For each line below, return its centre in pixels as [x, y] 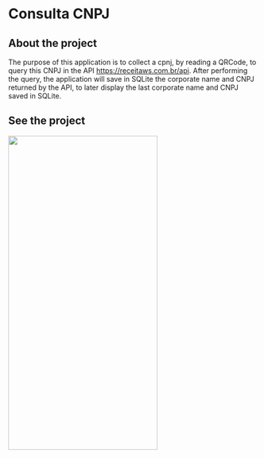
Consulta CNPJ [59, 14]
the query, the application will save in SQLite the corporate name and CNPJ [131, 79]
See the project [47, 121]
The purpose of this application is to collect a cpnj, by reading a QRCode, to [132, 62]
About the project [53, 43]
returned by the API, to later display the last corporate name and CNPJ [123, 87]
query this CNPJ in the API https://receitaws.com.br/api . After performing [128, 71]
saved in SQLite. [35, 96]
